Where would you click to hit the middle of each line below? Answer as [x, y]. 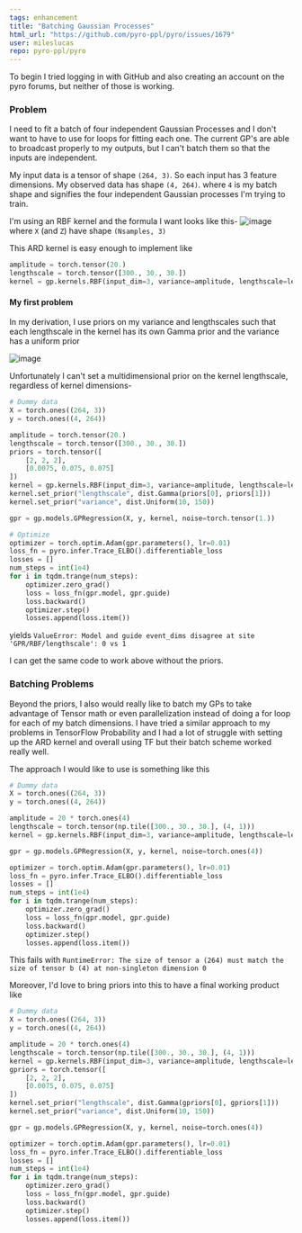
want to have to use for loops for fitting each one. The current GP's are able [150, 139]
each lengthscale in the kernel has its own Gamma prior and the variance [145, 332]
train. [19, 204]
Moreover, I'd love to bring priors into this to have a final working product [144, 985]
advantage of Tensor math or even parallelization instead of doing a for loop [150, 713]
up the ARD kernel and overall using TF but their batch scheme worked [141, 742]
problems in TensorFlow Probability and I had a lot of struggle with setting [146, 732]
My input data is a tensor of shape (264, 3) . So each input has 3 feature [143, 175]
